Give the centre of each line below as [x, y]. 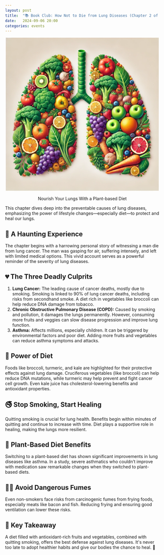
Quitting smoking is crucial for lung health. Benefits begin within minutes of [81, 419]
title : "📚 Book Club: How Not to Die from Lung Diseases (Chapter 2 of [82, 15]
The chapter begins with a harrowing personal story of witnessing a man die [82, 246]
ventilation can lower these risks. [38, 510]
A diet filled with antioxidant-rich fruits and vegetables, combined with [76, 537]
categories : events [25, 26]
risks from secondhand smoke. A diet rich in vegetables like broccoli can [85, 299]
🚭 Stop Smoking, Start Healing [53, 405]
